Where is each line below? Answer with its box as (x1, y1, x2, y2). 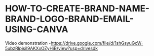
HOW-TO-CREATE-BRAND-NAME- (5, 3, 150, 14)
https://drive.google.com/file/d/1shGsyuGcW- (50, 40, 144, 46)
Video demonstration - (5, 40, 51, 46)
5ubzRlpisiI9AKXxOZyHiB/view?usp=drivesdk (5, 45, 98, 51)
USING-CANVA (5, 24, 68, 35)
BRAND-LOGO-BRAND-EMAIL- (5, 13, 134, 25)
